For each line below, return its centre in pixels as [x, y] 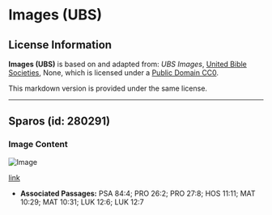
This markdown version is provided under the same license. [108, 88]
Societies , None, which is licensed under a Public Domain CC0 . [114, 73]
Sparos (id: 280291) [59, 122]
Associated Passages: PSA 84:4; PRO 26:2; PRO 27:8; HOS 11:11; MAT [138, 193]
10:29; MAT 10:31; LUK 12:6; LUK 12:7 [82, 202]
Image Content [38, 145]
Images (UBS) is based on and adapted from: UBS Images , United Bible [127, 64]
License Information [60, 45]
